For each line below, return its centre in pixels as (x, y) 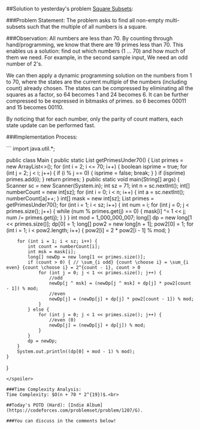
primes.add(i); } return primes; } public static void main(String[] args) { (93, 179)
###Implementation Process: (42, 137)
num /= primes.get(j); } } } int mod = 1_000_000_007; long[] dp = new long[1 (99, 217)
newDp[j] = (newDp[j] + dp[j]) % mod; (97, 325)
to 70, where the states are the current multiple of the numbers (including (97, 82)
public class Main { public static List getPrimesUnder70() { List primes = (95, 160)
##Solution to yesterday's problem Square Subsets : (70, 9)
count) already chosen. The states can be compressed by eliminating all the (100, 88)
